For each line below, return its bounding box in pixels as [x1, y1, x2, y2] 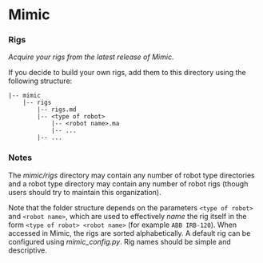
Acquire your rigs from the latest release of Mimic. [8, 52, 174, 62]
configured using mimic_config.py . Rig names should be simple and [8, 237, 231, 246]
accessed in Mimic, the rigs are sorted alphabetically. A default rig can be [8, 228, 251, 237]
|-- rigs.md [37, 106, 78, 114]
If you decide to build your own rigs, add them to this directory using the [8, 68, 246, 78]
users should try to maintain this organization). [8, 187, 161, 197]
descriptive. [8, 245, 48, 255]
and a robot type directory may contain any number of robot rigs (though [8, 178, 249, 189]
